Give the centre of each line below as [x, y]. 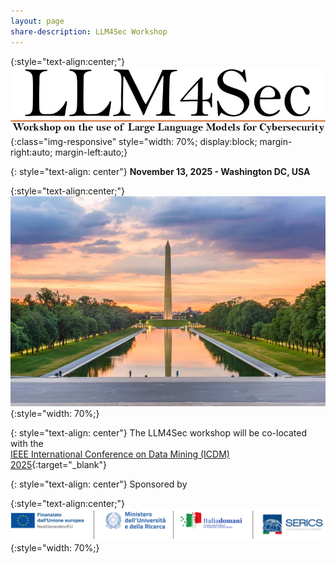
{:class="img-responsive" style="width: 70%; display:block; [134, 141]
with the [27, 443]
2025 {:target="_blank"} [59, 464]
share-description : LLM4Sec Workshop [89, 31]
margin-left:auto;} [91, 152]
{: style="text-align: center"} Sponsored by [99, 484]
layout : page [37, 21]
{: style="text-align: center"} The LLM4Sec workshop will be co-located [159, 432]
